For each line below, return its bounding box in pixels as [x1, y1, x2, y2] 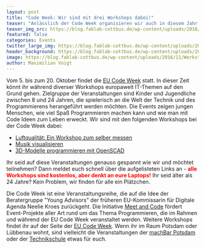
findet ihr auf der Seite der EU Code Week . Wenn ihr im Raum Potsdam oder [6, 222, 197, 229]
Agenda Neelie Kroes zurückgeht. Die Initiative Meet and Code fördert [6, 202, 182, 210]
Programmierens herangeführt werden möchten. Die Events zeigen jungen [6, 102, 193, 110]
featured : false [6, 32, 48, 38]
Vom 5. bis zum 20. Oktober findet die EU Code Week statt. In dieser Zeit [6, 77, 190, 84]
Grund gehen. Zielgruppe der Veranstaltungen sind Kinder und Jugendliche [6, 90, 196, 97]
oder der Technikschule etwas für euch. [6, 235, 107, 243]
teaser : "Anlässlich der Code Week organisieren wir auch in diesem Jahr [6, 20, 198, 26]
